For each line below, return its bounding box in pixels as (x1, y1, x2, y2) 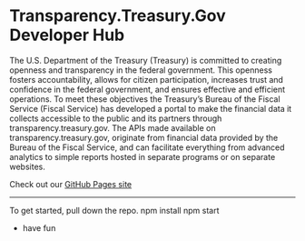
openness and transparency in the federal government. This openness (9, 65, 272, 75)
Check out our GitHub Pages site (9, 178, 133, 189)
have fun (22, 222, 56, 233)
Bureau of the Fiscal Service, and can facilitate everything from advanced (9, 142, 285, 153)
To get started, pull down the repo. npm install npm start (9, 205, 220, 216)
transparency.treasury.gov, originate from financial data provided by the (9, 132, 279, 143)
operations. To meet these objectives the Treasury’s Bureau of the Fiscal (9, 93, 280, 105)
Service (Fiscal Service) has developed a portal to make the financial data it (9, 103, 292, 114)
